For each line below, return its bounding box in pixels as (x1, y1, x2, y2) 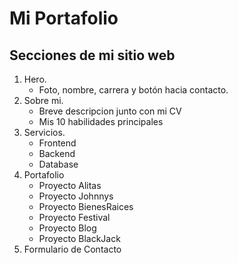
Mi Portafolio (9, 7, 119, 30)
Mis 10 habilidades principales (38, 116, 164, 127)
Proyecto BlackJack (38, 233, 121, 244)
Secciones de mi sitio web (9, 47, 176, 64)
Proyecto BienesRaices (38, 201, 134, 212)
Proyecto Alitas (38, 180, 102, 191)
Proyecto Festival (38, 212, 111, 223)
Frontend (38, 137, 77, 149)
